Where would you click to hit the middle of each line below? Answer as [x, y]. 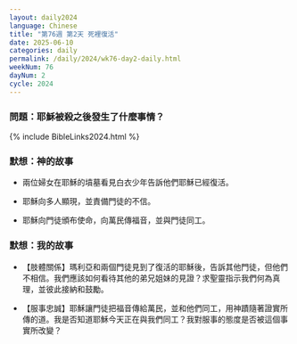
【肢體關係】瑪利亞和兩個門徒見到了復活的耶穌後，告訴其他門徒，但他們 [155, 266]
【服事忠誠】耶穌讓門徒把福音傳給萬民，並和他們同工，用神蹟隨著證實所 [155, 307]
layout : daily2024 [43, 17]
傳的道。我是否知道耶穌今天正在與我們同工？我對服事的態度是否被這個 [151, 319]
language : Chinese [43, 26]
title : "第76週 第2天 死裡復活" [64, 34]
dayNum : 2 [28, 76]
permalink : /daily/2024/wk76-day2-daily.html [95, 59]
